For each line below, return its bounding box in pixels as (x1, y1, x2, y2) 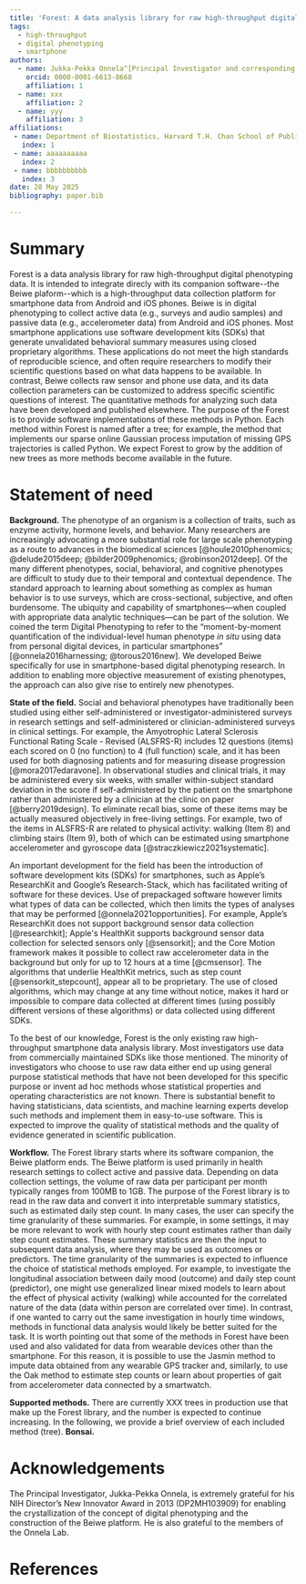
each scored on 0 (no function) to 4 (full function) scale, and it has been (9, 745, 280, 756)
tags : (9, 22, 30, 31)
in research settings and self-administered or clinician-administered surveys (9, 716, 296, 727)
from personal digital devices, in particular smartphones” (9, 640, 223, 652)
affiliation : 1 (25, 81, 84, 90)
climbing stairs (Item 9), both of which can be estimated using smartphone (9, 832, 290, 843)
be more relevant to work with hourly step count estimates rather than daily (9, 1224, 292, 1235)
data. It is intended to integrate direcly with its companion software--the (9, 278, 280, 289)
